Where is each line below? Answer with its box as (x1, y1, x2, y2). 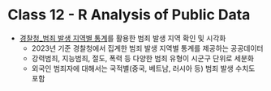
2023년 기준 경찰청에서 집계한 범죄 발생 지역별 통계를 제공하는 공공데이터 (31, 43, 264, 53)
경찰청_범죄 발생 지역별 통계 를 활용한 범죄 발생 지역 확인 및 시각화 (19, 33, 226, 43)
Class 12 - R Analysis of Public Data (7, 6, 251, 24)
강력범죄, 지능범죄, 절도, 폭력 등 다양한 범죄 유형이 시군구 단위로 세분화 (31, 53, 255, 63)
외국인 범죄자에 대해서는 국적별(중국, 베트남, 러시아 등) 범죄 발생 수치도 (31, 63, 256, 73)
